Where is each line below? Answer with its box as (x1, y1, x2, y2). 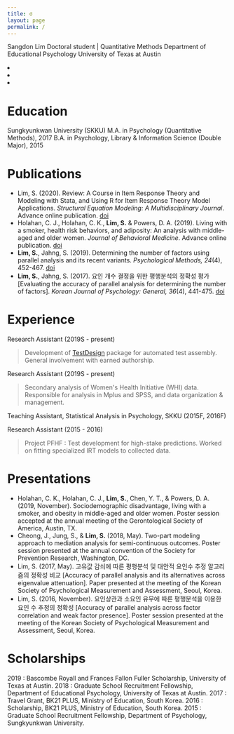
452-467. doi (17, 264, 55, 272)
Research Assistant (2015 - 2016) (7, 425, 103, 434)
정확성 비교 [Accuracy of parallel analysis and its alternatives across (30, 571, 226, 580)
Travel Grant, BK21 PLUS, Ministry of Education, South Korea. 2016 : (7, 696, 203, 705)
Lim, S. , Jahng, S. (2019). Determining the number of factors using (17, 248, 210, 257)
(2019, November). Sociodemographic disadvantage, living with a (17, 502, 207, 510)
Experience (7, 312, 75, 328)
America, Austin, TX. (17, 524, 77, 533)
